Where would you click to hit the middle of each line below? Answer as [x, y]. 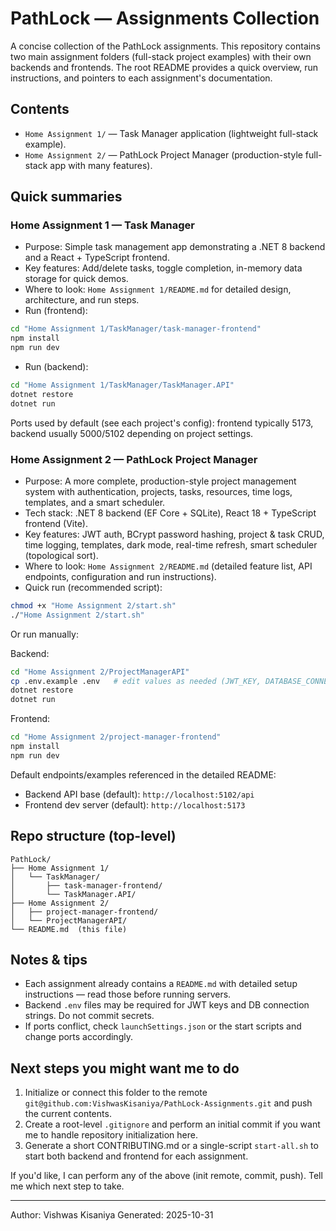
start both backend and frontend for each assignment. [136, 1156]
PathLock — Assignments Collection [165, 18]
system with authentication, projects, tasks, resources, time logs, [158, 491]
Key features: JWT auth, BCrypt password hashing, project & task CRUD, [174, 534]
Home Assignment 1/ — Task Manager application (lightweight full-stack [171, 133]
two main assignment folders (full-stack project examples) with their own [161, 56]
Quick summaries [66, 197]
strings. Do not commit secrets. [89, 1016]
